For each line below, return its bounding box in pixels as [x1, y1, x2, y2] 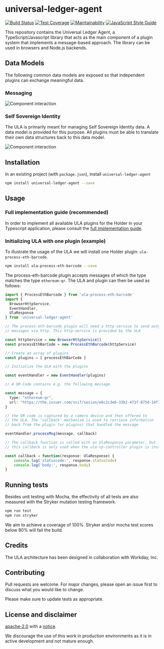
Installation [5, 158, 40, 166]
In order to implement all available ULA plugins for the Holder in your [5, 220, 143, 226]
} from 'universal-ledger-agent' [5, 315, 73, 320]
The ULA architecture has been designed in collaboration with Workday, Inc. [5, 554, 158, 560]
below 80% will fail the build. [5, 527, 63, 533]
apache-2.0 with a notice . [5, 623, 57, 629]
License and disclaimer [5, 610, 77, 619]
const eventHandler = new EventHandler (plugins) [5, 373, 106, 378]
